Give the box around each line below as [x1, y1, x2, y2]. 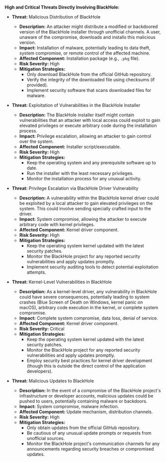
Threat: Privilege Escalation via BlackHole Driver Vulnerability [11, 185, 139, 191]
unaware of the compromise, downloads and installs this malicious [19, 34, 156, 40]
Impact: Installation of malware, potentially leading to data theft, [19, 45, 151, 50]
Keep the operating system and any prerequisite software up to [26, 160, 156, 165]
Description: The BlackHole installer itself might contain [19, 112, 135, 118]
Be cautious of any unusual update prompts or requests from [26, 430, 152, 436]
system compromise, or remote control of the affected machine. [19, 50, 151, 56]
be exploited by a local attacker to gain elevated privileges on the [19, 200, 153, 206]
